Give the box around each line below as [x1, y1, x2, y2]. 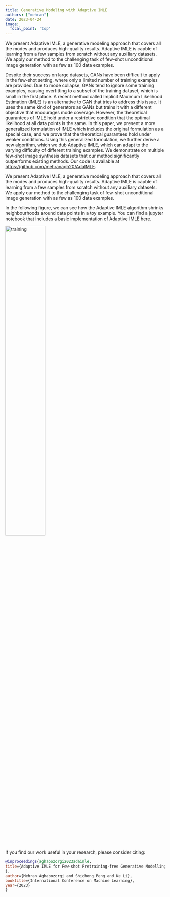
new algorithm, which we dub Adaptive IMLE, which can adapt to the [5, 142, 148, 148]
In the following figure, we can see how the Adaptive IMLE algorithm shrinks [5, 205, 164, 211]
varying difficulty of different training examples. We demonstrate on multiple [5, 147, 164, 153]
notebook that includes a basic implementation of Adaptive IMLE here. [5, 215, 152, 222]
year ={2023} [5, 883, 30, 888]
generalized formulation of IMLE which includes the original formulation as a [5, 126, 164, 132]
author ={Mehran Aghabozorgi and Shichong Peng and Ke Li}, [5, 873, 133, 878]
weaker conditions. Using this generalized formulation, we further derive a [5, 137, 160, 143]
